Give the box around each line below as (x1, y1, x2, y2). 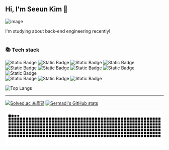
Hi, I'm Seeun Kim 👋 (5, 5, 68, 14)
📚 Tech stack (5, 46, 39, 53)
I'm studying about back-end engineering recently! (5, 28, 111, 34)
